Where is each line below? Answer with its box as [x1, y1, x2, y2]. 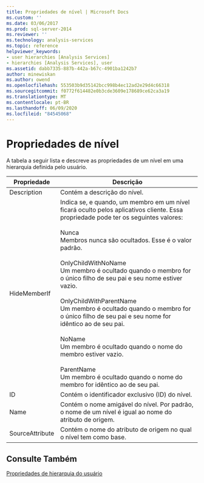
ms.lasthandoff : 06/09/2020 [6, 105, 78, 111]
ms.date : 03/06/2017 [6, 20, 59, 26]
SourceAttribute [9, 429, 55, 438]
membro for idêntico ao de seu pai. [59, 381, 160, 389]
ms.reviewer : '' [6, 32, 47, 38]
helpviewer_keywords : [6, 49, 61, 55]
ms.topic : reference [6, 43, 59, 49]
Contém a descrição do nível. [59, 188, 144, 196]
